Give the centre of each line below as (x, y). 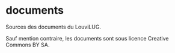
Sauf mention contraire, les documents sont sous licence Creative (87, 38)
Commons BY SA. (28, 45)
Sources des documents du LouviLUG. (54, 27)
